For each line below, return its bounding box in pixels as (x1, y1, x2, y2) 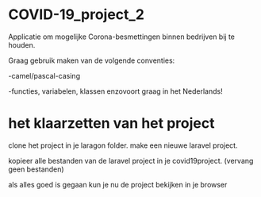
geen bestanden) (8, 164, 65, 174)
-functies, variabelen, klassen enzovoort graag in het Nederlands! (8, 86, 224, 96)
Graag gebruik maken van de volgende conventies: (8, 56, 175, 65)
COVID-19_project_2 (8, 6, 145, 24)
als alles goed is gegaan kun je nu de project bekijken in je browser (8, 180, 228, 189)
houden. (8, 40, 36, 49)
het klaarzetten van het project (8, 114, 215, 133)
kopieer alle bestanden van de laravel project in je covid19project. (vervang (8, 156, 254, 165)
